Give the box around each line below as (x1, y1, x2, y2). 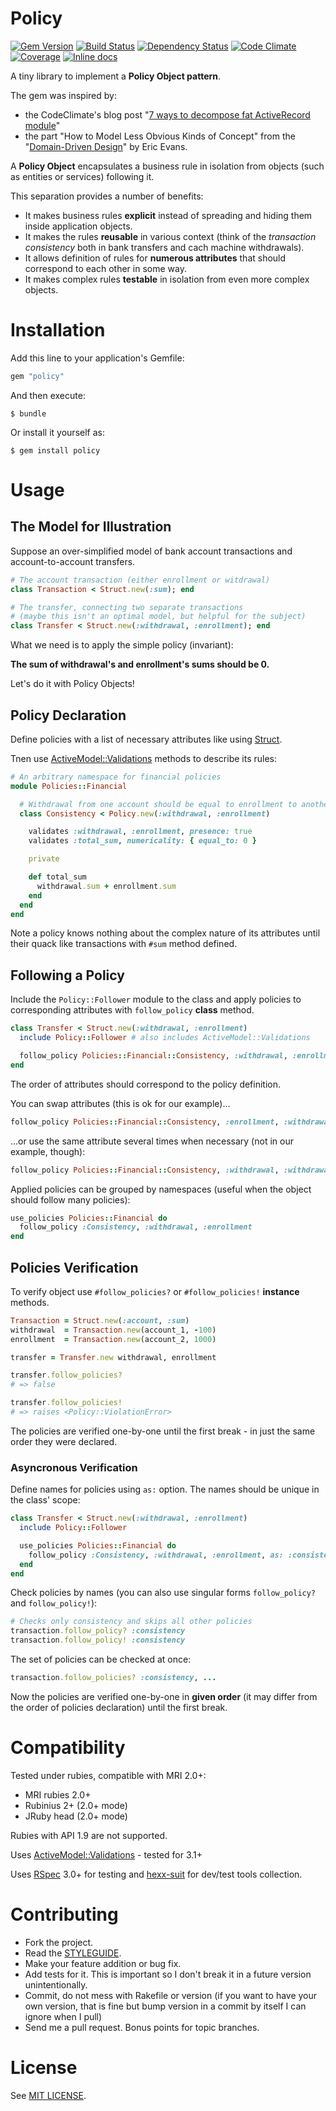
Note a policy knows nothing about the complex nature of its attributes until (10, 927, 321, 939)
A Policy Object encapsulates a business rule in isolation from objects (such (10, 160, 325, 172)
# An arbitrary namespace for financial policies (10, 772, 222, 782)
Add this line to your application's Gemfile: (10, 352, 185, 364)
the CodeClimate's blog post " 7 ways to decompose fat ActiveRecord (24, 108, 311, 121)
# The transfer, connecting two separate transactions (10, 602, 244, 612)
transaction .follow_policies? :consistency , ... (10, 1673, 217, 1683)
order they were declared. (10, 1435, 118, 1447)
